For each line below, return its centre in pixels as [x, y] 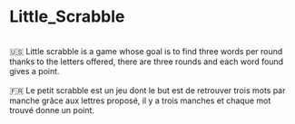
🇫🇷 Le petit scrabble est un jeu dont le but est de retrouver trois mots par [147, 90]
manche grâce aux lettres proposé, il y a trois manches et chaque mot [140, 100]
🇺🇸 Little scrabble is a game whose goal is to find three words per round [146, 51]
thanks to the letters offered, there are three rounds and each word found [147, 62]
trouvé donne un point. [52, 110]
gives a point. [35, 71]
